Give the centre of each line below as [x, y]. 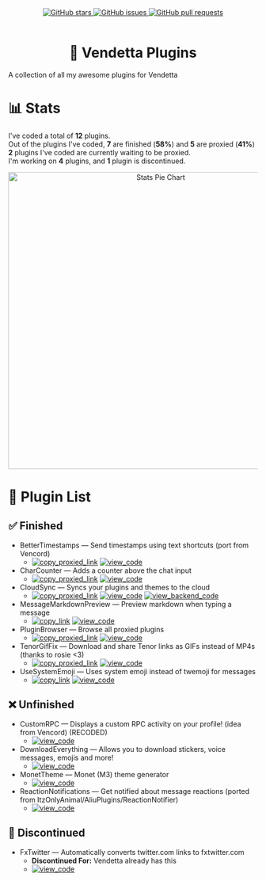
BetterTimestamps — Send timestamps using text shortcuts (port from [134, 545]
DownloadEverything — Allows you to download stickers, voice [122, 749]
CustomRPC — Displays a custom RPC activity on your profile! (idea [130, 723]
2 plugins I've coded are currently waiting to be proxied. [100, 152]
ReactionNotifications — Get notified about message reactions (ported [135, 791]
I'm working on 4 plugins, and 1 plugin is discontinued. [97, 161]
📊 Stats [34, 108]
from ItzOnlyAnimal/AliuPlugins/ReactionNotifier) [99, 799]
